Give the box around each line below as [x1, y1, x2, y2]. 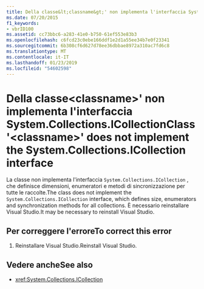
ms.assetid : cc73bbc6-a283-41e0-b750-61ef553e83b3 [6, 32, 137, 38]
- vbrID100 [6, 25, 34, 32]
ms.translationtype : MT [6, 49, 67, 55]
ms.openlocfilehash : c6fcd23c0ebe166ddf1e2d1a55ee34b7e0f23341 [6, 37, 170, 43]
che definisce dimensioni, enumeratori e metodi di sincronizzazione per [6, 183, 185, 190]
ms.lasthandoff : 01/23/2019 [6, 59, 78, 66]
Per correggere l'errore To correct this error [6, 226, 172, 236]
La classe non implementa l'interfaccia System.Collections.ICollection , [6, 176, 189, 183]
